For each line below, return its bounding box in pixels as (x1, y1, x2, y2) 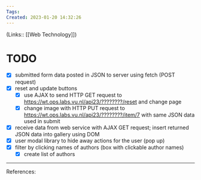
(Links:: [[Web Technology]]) (6, 30, 77, 38)
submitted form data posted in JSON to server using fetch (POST (14, 71, 175, 78)
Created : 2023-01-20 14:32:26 (6, 14, 82, 20)
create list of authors (23, 150, 75, 157)
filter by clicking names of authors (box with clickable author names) (14, 144, 184, 151)
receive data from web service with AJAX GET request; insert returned (14, 124, 190, 131)
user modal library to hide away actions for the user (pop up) (14, 137, 165, 144)
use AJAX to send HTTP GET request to (23, 91, 123, 99)
